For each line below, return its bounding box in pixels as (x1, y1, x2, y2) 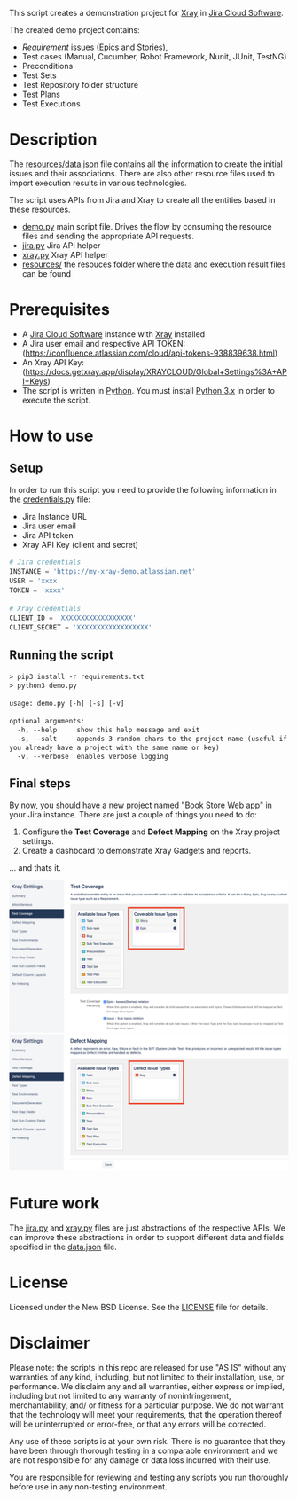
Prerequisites (9, 300, 111, 320)
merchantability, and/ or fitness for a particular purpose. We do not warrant (9, 1400, 284, 1411)
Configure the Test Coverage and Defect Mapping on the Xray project (21, 826, 281, 837)
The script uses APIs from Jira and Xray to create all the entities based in (9, 194, 276, 205)
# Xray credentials (9, 605, 82, 614)
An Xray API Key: (21, 356, 84, 367)
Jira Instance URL (21, 511, 87, 521)
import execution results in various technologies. (9, 177, 188, 188)
